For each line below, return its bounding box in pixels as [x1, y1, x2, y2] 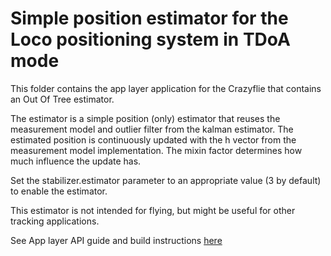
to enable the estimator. [10, 185, 108, 197]
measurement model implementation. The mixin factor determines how [10, 144, 303, 156]
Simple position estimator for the [10, 7, 289, 30]
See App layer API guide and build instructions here [10, 234, 223, 246]
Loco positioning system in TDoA [10, 28, 291, 51]
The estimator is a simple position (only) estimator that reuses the [10, 112, 281, 124]
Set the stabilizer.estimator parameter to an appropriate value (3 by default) [10, 174, 322, 186]
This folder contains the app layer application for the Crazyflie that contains [10, 82, 322, 94]
